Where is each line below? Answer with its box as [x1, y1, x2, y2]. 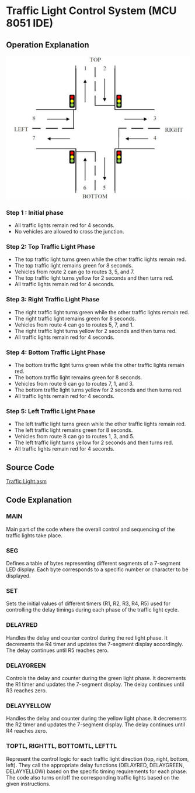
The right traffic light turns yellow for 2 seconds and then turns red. [14, 327, 177, 334]
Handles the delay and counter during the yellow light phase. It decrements [6, 715, 187, 722]
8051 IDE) [6, 16, 54, 30]
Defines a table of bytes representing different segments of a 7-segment [6, 560, 181, 567]
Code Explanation [6, 495, 72, 504]
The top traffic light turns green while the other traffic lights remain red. [14, 256, 186, 263]
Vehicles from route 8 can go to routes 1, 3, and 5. [14, 433, 135, 440]
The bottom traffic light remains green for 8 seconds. [14, 374, 142, 381]
